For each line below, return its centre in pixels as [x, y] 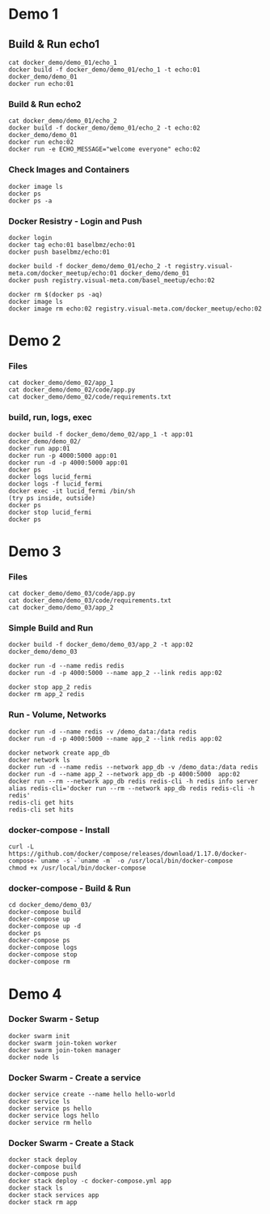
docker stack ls [36, 1188]
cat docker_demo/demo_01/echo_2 [63, 121]
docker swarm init [39, 1036]
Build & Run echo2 [45, 104]
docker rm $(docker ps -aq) [56, 294]
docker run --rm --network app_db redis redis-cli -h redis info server [133, 781]
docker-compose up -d [45, 926]
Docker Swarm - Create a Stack [72, 1143]
